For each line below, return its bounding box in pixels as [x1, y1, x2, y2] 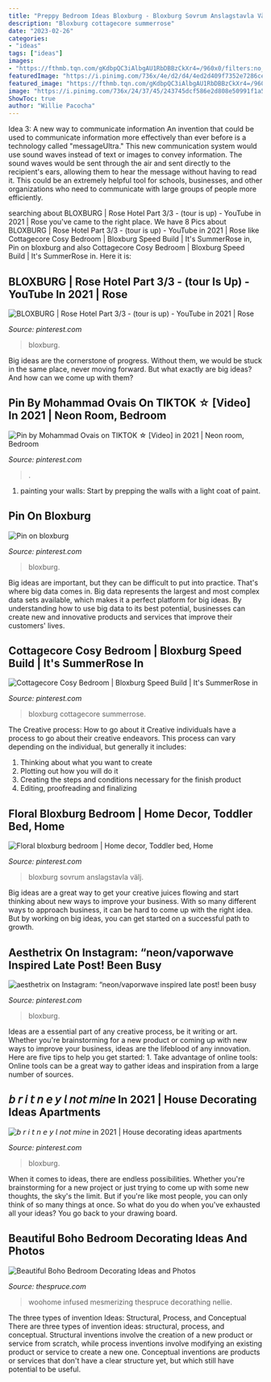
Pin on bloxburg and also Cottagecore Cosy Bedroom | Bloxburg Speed [8, 243, 245, 253]
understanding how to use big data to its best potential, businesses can [8, 603, 246, 613]
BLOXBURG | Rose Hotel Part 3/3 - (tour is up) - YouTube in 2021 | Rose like [8, 225, 260, 235]
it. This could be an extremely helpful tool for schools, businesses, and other [8, 175, 263, 186]
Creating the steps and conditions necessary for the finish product [19, 775, 242, 784]
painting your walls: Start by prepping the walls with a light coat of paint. [19, 485, 261, 495]
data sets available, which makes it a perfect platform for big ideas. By [8, 594, 242, 604]
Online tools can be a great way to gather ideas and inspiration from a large [8, 1061, 259, 1070]
